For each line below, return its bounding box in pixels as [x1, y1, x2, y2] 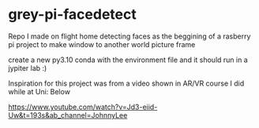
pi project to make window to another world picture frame [8, 39, 196, 49]
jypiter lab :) [8, 63, 47, 72]
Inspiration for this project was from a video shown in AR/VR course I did [8, 79, 245, 88]
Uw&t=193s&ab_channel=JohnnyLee [8, 110, 128, 119]
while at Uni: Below [8, 86, 71, 96]
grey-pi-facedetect [8, 5, 137, 24]
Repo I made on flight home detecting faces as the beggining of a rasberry [8, 31, 251, 41]
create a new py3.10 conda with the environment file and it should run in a [8, 55, 249, 64]
